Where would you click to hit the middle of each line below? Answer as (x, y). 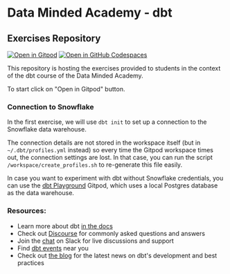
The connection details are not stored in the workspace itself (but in (104, 143)
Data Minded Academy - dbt (90, 13)
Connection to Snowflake (51, 107)
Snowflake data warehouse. (47, 129)
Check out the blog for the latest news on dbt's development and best (117, 255)
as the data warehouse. (41, 193)
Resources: (27, 211)
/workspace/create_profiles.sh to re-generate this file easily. (95, 165)
